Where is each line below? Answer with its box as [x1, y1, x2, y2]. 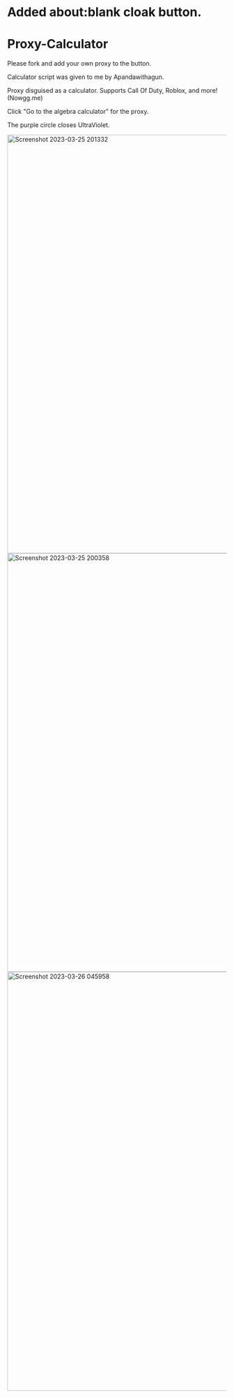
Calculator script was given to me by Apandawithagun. [7, 73, 164, 81]
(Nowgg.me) [7, 94, 43, 102]
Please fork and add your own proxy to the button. [7, 59, 152, 68]
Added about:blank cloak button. [7, 4, 202, 20]
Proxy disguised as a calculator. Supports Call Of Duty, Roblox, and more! [7, 87, 218, 95]
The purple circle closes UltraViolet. [7, 121, 110, 129]
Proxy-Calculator [7, 36, 109, 52]
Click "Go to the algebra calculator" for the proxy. [7, 108, 149, 116]
